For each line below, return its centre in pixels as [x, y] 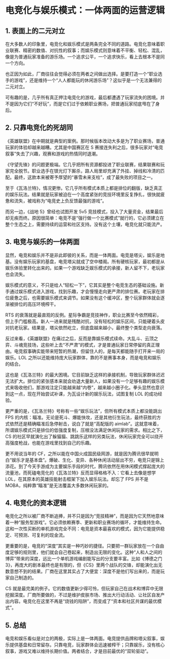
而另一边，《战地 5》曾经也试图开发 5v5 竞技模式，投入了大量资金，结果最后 [84, 211]
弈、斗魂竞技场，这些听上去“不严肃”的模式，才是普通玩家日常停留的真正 [80, 345]
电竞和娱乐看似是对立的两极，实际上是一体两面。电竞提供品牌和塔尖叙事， [83, 639]
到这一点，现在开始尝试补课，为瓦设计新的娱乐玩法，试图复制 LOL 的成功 [82, 394]
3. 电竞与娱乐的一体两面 [42, 242]
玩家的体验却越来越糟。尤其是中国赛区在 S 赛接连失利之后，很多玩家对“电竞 [84, 147]
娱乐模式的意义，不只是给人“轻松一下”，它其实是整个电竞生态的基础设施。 [83, 285]
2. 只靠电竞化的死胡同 [39, 128]
